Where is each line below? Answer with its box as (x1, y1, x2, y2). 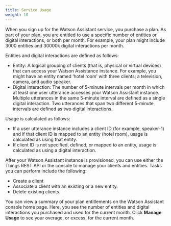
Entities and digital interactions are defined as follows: (5, 52, 119, 59)
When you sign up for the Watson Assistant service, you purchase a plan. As (5, 26, 166, 32)
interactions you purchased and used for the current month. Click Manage (5, 209, 162, 215)
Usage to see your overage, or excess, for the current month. (5, 215, 134, 221)
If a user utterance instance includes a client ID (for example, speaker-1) (12, 125, 164, 132)
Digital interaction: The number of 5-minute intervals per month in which (12, 84, 165, 90)
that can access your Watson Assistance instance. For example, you (12, 67, 157, 74)
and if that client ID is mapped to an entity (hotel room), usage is (12, 131, 148, 137)
